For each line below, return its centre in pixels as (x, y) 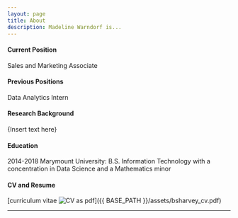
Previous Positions (35, 81)
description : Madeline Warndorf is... (64, 27)
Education (23, 145)
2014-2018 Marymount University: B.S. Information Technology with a (109, 161)
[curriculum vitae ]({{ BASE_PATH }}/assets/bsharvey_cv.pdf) (114, 201)
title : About (27, 21)
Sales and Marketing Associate (52, 65)
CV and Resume (32, 185)
